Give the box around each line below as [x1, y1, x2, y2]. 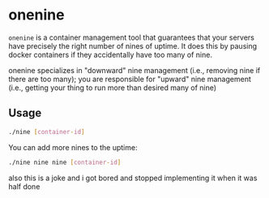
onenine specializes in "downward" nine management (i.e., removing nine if [8, 65, 261, 75]
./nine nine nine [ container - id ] [8, 158, 122, 166]
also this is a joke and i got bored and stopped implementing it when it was [8, 173, 258, 183]
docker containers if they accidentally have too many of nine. [8, 49, 213, 59]
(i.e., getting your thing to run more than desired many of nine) [8, 83, 217, 93]
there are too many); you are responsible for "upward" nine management [8, 74, 251, 84]
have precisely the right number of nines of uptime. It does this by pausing [8, 41, 258, 50]
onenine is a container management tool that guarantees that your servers [8, 32, 255, 42]
